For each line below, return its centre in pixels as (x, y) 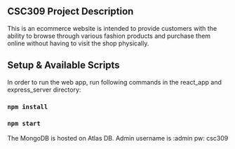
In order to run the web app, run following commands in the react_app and (115, 82)
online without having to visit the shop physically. (78, 43)
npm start (24, 124)
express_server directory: (44, 90)
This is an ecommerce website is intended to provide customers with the (112, 28)
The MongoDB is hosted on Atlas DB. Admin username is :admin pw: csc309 (118, 138)
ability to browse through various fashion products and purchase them (109, 36)
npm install (28, 107)
